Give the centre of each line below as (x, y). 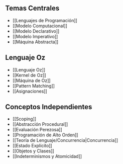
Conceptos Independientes (49, 107)
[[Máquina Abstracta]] (35, 42)
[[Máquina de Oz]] (32, 80)
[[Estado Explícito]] (32, 146)
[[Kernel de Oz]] (29, 75)
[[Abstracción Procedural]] (40, 124)
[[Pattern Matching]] (34, 86)
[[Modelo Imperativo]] (35, 36)
